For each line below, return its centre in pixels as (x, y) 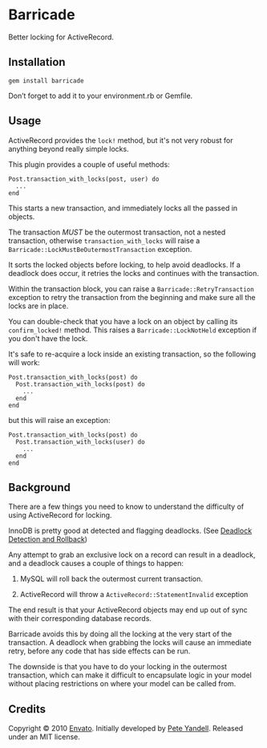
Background (39, 487)
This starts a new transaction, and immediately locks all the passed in (123, 208)
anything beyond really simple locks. (69, 148)
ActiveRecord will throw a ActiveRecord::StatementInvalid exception (134, 595)
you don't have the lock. (48, 338)
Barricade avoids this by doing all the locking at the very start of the (120, 634)
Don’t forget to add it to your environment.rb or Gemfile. (101, 96)
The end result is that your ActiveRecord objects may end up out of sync (128, 610)
